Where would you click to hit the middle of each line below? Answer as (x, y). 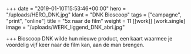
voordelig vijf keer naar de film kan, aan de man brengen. (75, 45)
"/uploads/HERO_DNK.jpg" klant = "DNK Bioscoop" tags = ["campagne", (94, 15)
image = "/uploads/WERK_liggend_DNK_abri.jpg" (66, 27)
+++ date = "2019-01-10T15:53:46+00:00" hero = (66, 9)
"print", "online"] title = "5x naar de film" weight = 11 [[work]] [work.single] (96, 21)
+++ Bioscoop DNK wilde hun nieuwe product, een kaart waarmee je (89, 38)
